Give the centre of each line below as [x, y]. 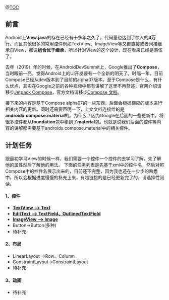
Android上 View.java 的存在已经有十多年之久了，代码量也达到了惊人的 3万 [80, 37]
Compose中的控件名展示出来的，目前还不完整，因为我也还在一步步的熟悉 [81, 171]
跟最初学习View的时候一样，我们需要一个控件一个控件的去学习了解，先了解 [83, 159]
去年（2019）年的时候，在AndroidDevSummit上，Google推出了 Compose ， [83, 67]
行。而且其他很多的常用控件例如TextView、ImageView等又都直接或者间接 [81, 44]
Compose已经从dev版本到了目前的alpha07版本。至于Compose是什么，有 [81, 80]
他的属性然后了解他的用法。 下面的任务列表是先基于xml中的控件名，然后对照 [85, 165]
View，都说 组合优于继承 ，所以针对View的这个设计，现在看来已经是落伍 [88, 50]
